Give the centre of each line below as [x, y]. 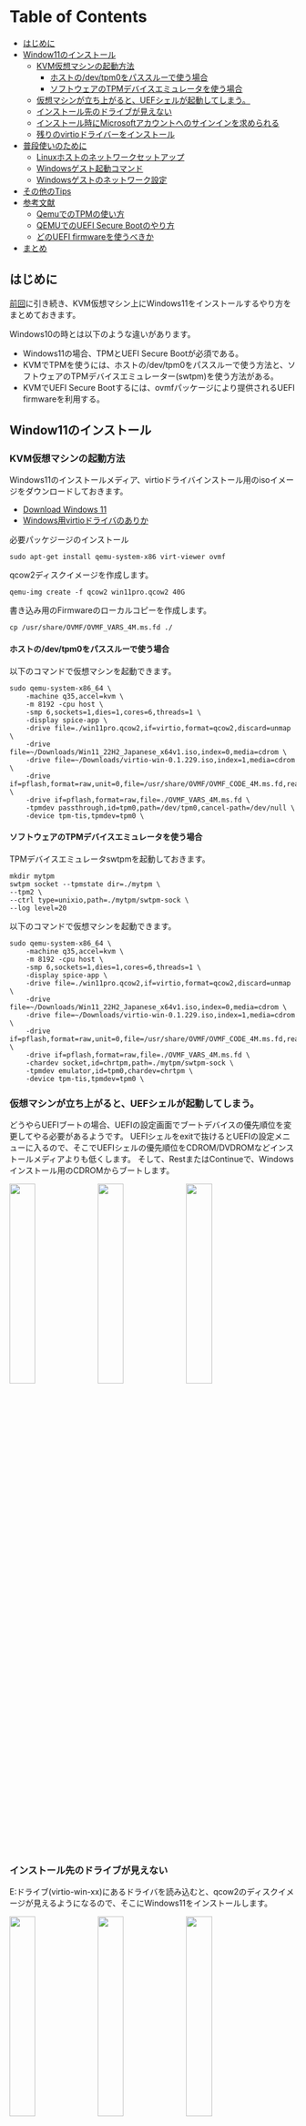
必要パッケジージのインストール [69, 540]
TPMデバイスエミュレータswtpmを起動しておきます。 [110, 859]
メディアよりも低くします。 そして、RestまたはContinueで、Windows [163, 1160]
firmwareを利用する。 [63, 399]
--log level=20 [38, 908]
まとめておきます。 [45, 314]
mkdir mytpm [32, 876]
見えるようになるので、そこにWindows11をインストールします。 [153, 1903]
